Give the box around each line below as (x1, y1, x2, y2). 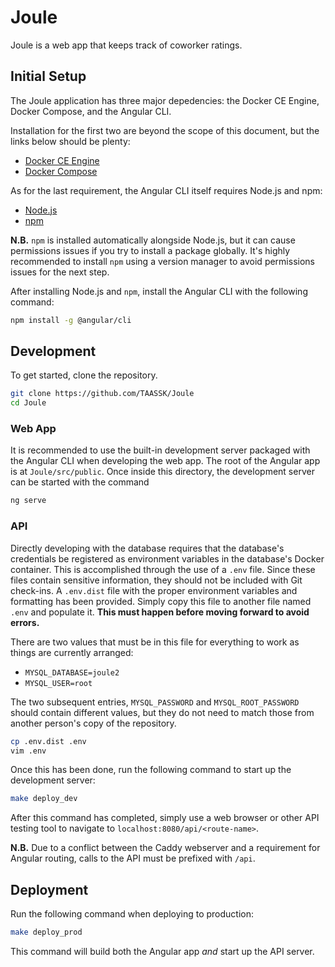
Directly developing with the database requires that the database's (10, 542, 285, 554)
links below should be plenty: (10, 135, 131, 147)
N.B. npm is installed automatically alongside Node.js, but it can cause (10, 234, 296, 246)
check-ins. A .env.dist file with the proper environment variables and (10, 584, 298, 596)
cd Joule (10, 398, 47, 408)
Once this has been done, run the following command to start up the (10, 764, 292, 776)
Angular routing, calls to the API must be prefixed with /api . (10, 852, 256, 865)
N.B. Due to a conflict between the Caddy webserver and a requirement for (10, 842, 321, 854)
